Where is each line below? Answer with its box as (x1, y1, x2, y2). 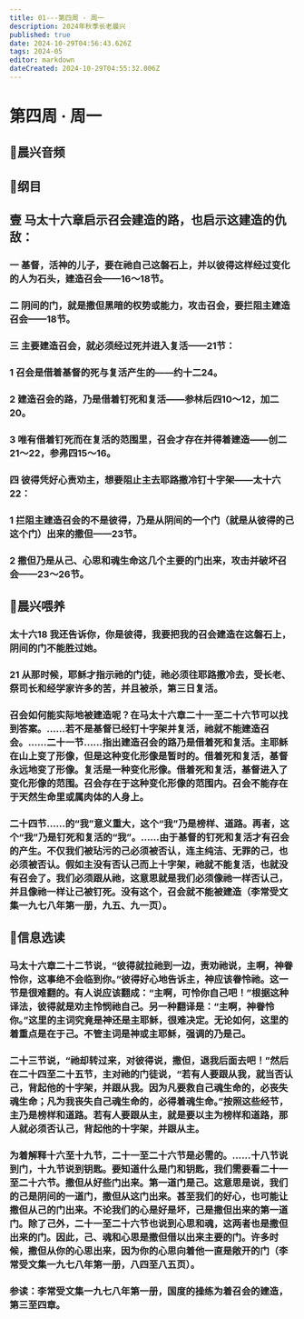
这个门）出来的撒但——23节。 (9, 527, 142, 540)
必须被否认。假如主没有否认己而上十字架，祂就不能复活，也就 (9, 858, 279, 871)
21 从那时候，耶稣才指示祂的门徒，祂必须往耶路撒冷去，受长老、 (9, 668, 291, 681)
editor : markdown (9, 55, 75, 65)
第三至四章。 (9, 1298, 66, 1311)
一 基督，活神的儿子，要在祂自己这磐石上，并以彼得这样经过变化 (9, 259, 290, 272)
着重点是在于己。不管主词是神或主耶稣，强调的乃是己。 (9, 1027, 251, 1040)
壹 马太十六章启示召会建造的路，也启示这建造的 (9, 213, 275, 228)
